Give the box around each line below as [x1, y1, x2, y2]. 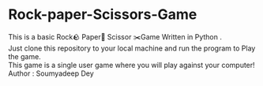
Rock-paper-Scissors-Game [8, 6, 197, 24]
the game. [8, 51, 41, 61]
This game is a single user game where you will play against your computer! [8, 60, 255, 69]
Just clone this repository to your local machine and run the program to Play [8, 43, 256, 53]
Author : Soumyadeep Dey [8, 69, 95, 78]
